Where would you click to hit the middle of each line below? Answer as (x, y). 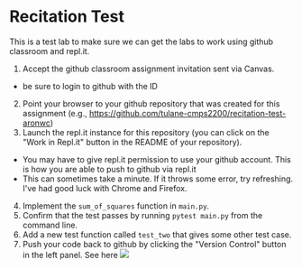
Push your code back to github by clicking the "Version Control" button (154, 244)
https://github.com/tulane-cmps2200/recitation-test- (188, 113)
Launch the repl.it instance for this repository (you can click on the (146, 132)
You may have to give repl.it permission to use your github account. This (156, 159)
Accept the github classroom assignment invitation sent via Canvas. (148, 69)
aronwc (37, 123)
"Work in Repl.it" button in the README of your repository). (132, 142)
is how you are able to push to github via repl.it (109, 169)
